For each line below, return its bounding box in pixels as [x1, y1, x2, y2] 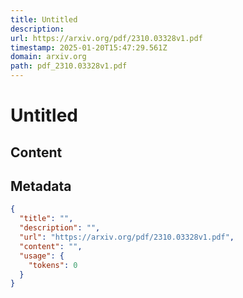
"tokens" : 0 [28, 260, 78, 270]
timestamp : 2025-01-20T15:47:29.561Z [10, 42, 168, 53]
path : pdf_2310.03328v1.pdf [10, 61, 128, 71]
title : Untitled [10, 14, 78, 25]
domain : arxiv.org [10, 52, 87, 62]
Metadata [10, 177, 72, 195]
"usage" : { [19, 251, 65, 261]
